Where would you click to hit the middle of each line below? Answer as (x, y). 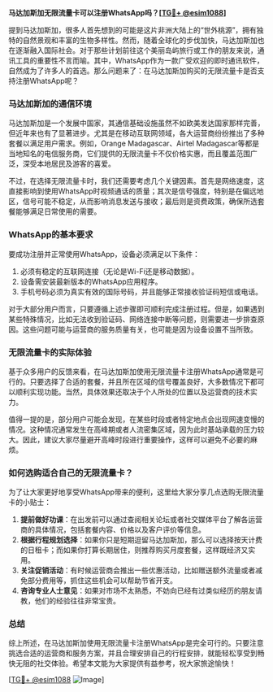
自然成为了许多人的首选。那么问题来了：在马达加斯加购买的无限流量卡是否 (133, 71)
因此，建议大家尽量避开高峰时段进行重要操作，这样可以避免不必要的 (136, 439)
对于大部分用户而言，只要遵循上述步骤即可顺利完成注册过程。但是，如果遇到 (136, 309)
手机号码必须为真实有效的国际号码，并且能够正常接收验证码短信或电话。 (141, 291)
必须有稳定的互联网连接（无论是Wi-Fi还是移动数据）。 (109, 271)
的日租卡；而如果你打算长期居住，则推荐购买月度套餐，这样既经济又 (134, 550)
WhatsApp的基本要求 (51, 235)
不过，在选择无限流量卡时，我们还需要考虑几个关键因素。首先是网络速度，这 (136, 181)
